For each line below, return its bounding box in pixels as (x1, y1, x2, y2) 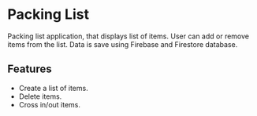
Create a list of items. (18, 83, 88, 92)
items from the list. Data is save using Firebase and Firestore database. (7, 39, 238, 49)
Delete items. (18, 92, 62, 101)
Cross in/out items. (18, 100, 80, 109)
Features (7, 63, 52, 76)
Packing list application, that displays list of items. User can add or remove (7, 31, 250, 41)
